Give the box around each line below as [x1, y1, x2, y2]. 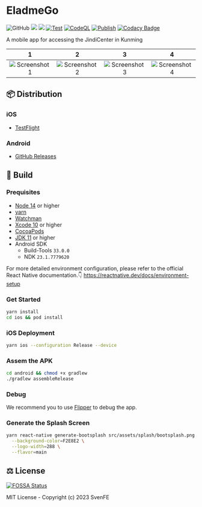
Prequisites [6, 188, 40, 196]
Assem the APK [6, 356, 53, 365]
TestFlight [14, 124, 40, 131]
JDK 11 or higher [14, 234, 56, 241]
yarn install [6, 308, 39, 315]
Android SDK [14, 240, 47, 247]
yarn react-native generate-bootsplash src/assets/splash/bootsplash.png [6, 432, 195, 438]
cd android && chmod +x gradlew [6, 370, 87, 376]
